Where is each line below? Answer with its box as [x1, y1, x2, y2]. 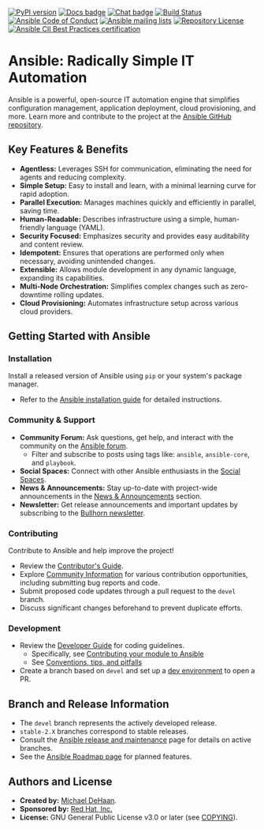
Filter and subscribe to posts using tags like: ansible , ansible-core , [31, 449, 250, 458]
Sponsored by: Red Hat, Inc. [19, 804, 113, 813]
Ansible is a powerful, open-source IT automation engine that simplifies [8, 95, 240, 104]
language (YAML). [46, 222, 105, 232]
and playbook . [31, 458, 76, 467]
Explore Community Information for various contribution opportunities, [19, 570, 248, 579]
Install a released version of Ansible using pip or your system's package [8, 371, 243, 381]
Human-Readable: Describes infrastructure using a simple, [19, 214, 213, 224]
